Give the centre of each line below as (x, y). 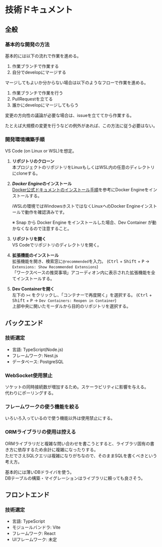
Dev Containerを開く (33, 289)
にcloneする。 (26, 173)
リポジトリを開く (29, 239)
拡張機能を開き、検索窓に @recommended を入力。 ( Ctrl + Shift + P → (81, 261)
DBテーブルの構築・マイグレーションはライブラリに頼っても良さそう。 (75, 478)
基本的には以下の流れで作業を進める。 (43, 56)
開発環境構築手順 (25, 139)
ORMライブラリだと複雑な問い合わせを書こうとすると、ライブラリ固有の (78, 443)
